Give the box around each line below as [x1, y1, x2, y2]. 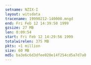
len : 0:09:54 [5, 30, 32, 35]
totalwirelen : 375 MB [5, 39, 49, 44]
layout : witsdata [5, 12, 41, 17]
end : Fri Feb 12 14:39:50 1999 [5, 21, 69, 26]
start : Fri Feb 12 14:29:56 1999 [5, 35, 73, 40]
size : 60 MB [5, 48, 29, 53]
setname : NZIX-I [5, 7, 38, 12]
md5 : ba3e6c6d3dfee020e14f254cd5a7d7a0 [5, 52, 87, 58]
